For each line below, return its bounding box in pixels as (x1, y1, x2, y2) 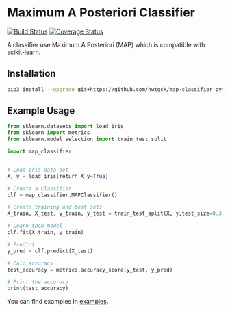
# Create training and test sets (7, 204, 103, 211)
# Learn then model (7, 222, 63, 230)
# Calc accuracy (7, 260, 53, 267)
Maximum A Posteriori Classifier (7, 5, 195, 21)
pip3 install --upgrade (7, 86, 75, 93)
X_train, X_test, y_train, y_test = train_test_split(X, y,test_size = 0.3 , (7, 210, 225, 217)
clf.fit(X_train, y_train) (7, 229, 84, 236)
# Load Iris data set (7, 166, 69, 173)
